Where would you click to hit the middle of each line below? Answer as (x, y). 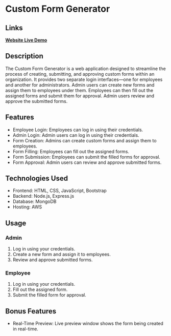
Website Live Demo (26, 40)
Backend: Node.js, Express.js (43, 196)
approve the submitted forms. (36, 101)
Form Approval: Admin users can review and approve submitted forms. (87, 162)
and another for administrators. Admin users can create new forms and (80, 85)
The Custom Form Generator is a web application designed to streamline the (86, 68)
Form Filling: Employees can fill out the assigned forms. (71, 151)
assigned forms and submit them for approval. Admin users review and (80, 96)
